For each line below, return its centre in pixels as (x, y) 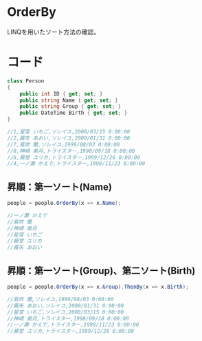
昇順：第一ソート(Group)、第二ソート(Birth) (101, 271)
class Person (26, 81)
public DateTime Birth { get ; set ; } (74, 113)
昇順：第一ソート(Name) (59, 187)
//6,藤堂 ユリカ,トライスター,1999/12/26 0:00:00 (74, 157)
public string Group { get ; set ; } (70, 107)
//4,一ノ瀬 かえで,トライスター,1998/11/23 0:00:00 (76, 164)
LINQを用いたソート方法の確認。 (53, 32)
